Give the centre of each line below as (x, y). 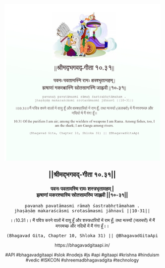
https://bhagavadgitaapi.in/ (82, 245)
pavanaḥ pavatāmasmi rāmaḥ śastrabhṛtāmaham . (82, 206)
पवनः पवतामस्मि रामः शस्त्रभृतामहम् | (82, 189)
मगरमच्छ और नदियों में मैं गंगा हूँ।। (82, 226)
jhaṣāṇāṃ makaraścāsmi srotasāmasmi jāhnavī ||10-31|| (82, 211)
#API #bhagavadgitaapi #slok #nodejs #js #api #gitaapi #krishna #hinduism (82, 255)
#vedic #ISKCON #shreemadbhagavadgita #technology (82, 260)
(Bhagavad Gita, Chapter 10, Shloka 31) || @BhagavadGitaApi (82, 235)
